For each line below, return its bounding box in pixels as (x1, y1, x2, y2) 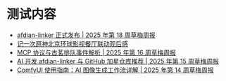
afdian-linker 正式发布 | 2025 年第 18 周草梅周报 (16, 31, 156, 39)
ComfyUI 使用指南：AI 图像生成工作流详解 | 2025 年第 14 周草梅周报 (16, 66, 214, 74)
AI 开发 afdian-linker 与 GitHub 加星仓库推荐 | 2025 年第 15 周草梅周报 (16, 57, 220, 65)
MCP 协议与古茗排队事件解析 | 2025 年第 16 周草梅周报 (16, 48, 177, 57)
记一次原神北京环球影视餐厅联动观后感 (16, 39, 128, 47)
